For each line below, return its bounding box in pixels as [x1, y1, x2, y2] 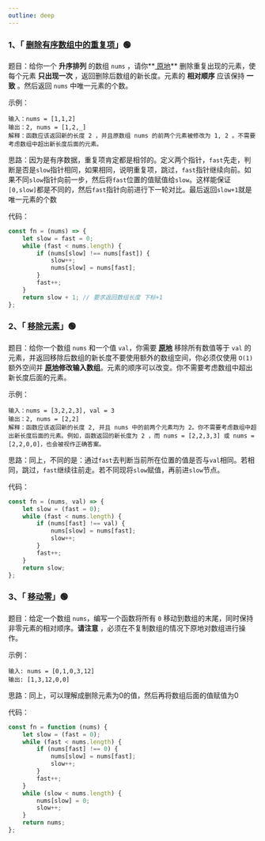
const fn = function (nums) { [8, 723, 108, 731]
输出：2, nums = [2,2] [8, 415, 80, 423]
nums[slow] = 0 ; [36, 797, 90, 805]
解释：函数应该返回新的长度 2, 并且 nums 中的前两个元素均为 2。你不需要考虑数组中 [8, 423, 252, 431]
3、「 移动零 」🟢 [8, 591, 69, 602]
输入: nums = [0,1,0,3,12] [8, 667, 95, 675]
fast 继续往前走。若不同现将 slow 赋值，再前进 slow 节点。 [43, 464, 224, 475]
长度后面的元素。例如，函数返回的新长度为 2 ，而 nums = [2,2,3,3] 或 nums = [19, 432, 255, 440]
